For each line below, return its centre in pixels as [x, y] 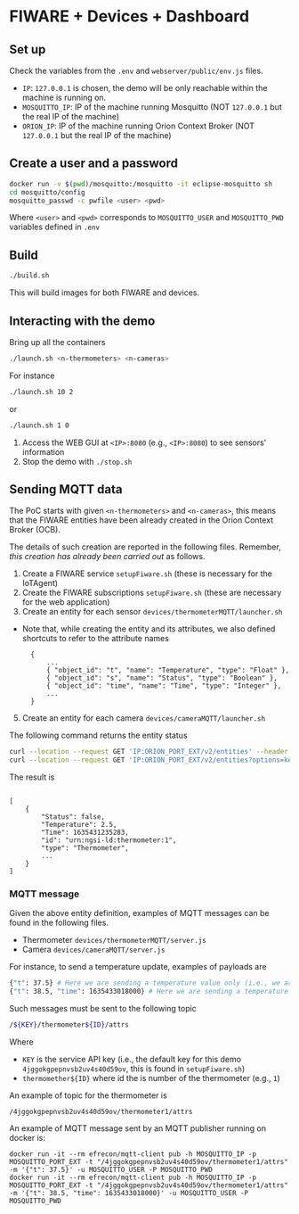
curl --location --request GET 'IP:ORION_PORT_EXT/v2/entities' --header [149, 752]
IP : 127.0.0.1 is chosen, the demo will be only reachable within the [145, 88]
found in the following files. [59, 923]
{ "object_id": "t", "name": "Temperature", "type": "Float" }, [168, 671]
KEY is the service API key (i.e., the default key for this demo [132, 1060]
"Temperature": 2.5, [79, 825]
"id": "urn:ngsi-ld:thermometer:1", [109, 840]
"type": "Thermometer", [85, 848]
